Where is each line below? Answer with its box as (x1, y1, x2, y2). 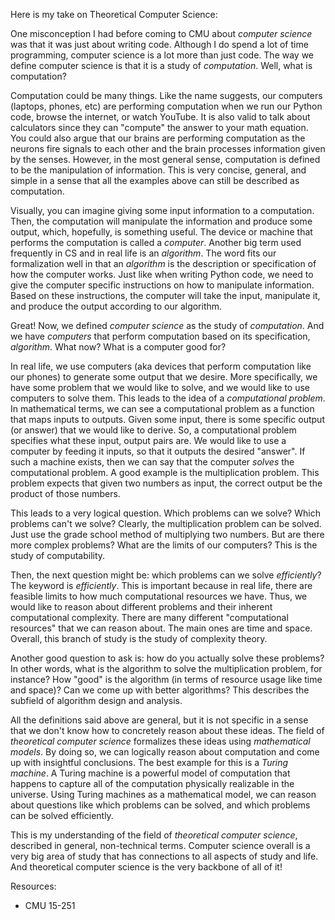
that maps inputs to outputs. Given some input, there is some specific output (10, 414, 325, 425)
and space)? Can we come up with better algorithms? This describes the (10, 684, 310, 696)
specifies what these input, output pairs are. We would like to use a (10, 435, 287, 446)
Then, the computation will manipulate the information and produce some (10, 215, 313, 227)
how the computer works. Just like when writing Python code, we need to (10, 269, 314, 280)
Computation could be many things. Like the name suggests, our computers (10, 90, 323, 101)
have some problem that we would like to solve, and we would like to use (10, 382, 311, 393)
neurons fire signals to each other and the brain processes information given (10, 143, 326, 154)
